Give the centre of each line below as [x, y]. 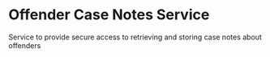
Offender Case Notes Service [109, 15]
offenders [25, 45]
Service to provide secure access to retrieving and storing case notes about [135, 37]
